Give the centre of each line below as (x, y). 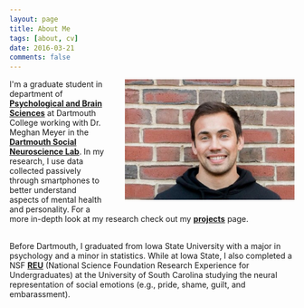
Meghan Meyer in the (49, 132)
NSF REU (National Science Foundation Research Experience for (129, 265)
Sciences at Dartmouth (53, 113)
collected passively (45, 171)
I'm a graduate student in (56, 84)
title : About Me (40, 29)
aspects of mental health (56, 200)
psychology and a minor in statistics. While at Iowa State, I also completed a (151, 256)
